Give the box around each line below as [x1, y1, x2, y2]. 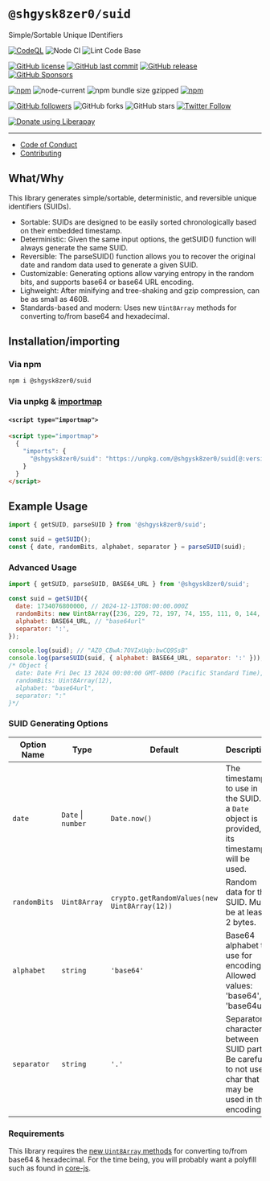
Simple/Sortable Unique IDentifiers [8, 30, 123, 39]
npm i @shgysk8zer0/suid [8, 377, 92, 385]
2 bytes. [225, 916, 257, 927]
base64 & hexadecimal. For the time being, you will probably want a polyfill [8, 1154, 257, 1165]
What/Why [8, 171, 64, 185]
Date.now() [110, 814, 153, 823]
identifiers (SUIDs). [8, 201, 72, 211]
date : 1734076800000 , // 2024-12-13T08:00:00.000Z [15, 602, 189, 610]
